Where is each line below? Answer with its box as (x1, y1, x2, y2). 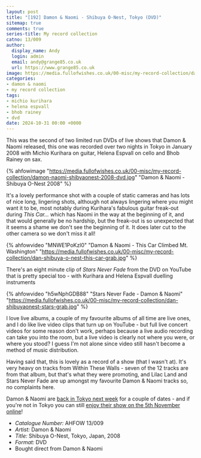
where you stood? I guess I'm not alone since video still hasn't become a (6, 340, 185, 348)
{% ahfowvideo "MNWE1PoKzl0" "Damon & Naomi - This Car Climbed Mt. (6, 242, 188, 249)
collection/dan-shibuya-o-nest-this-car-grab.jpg (6, 254, 126, 261)
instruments (6, 279, 36, 286)
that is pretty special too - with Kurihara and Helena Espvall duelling (6, 272, 173, 279)
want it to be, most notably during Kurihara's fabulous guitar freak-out (6, 204, 179, 212)
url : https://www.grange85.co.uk (11, 64, 95, 71)
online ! (6, 408, 23, 415)
